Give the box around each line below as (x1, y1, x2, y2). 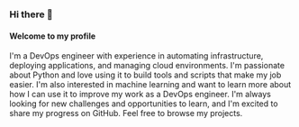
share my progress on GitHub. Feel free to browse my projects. (9, 108, 243, 119)
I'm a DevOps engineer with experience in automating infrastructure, (9, 50, 264, 61)
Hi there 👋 (9, 8, 54, 21)
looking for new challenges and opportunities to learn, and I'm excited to (9, 98, 278, 109)
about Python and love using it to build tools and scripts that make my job (9, 69, 282, 80)
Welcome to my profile (9, 31, 96, 41)
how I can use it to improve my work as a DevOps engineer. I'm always (9, 89, 272, 100)
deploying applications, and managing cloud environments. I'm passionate (9, 60, 285, 71)
